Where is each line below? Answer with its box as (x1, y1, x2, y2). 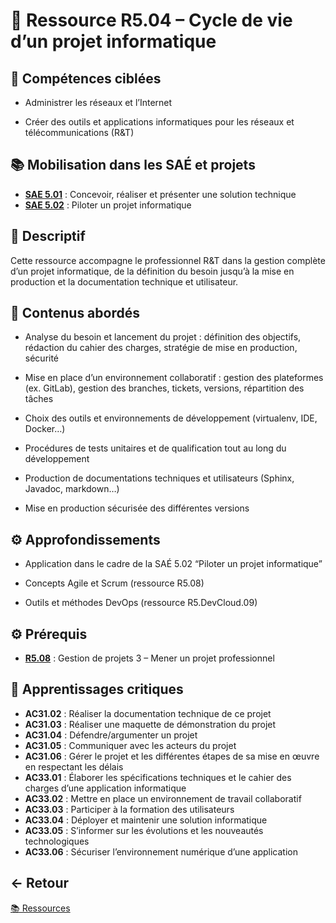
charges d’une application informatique (24, 782, 187, 794)
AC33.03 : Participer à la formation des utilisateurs (24, 803, 235, 815)
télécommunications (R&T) (24, 127, 135, 138)
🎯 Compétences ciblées (10, 70, 162, 87)
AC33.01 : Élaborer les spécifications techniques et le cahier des (24, 771, 292, 783)
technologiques (24, 835, 90, 847)
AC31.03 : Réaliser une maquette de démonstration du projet (24, 718, 277, 730)
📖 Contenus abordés (10, 305, 140, 322)
